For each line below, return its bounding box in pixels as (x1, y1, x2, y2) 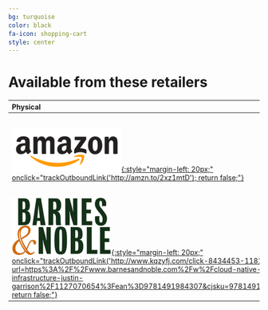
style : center (8, 38, 56, 46)
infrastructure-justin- (11, 273, 84, 283)
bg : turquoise (8, 13, 56, 21)
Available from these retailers (8, 73, 208, 92)
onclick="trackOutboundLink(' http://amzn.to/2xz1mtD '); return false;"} (11, 173, 245, 182)
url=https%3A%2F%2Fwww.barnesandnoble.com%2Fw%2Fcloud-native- (11, 265, 262, 274)
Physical (11, 102, 41, 112)
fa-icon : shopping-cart (8, 29, 88, 37)
